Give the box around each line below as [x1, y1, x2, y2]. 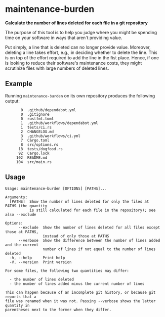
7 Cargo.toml [20, 137, 50, 143]
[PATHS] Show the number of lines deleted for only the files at [9, 199, 149, 204]
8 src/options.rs [20, 142, 58, 147]
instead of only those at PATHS [42, 233, 110, 238]
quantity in [5, 303, 30, 308]
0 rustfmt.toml [20, 116, 54, 121]
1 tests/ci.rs [20, 125, 52, 130]
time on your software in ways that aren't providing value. [5, 35, 123, 41]
